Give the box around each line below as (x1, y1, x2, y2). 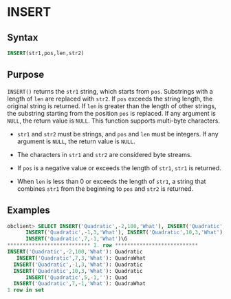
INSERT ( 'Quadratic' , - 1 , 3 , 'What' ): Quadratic (13, 261, 143, 268)
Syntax (7, 32, 38, 43)
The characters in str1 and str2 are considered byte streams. (16, 150, 192, 158)
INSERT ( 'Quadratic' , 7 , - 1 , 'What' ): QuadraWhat (13, 280, 146, 287)
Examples (7, 205, 50, 216)
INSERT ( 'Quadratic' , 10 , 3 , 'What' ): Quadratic (13, 267, 143, 274)
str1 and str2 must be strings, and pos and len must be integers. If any (16, 130, 219, 138)
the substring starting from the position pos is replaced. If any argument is (7, 109, 217, 117)
